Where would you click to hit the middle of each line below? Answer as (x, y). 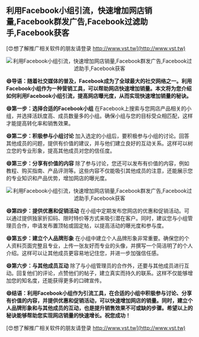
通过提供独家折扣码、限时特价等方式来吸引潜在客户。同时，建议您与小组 (99, 218)
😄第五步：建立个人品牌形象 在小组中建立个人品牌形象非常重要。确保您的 (95, 238)
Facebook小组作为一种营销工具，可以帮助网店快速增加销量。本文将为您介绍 (99, 88)
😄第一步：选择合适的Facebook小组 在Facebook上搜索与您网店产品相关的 (96, 108)
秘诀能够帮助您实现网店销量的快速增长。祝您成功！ (68, 315)
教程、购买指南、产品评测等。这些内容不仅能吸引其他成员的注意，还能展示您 (99, 170)
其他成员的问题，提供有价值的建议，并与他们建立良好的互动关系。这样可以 (97, 143)
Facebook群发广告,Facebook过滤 (78, 22)
